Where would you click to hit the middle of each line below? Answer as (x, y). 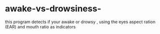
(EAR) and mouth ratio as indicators (40, 26)
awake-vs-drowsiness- (53, 9)
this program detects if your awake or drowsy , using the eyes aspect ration (80, 22)
